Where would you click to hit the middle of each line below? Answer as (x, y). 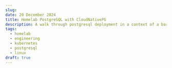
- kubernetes (24, 43)
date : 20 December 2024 (31, 15)
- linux (18, 53)
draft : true (18, 58)
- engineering (25, 39)
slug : (11, 10)
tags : (11, 29)
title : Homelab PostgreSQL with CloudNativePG (56, 19)
